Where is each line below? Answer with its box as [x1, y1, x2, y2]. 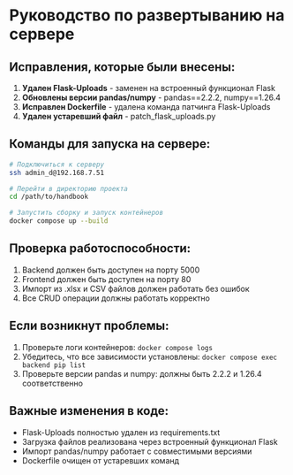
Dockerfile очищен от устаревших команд [21, 455, 179, 465]
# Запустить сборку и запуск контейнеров [9, 209, 164, 218]
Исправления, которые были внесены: [9, 59, 236, 74]
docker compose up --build [9, 217, 109, 226]
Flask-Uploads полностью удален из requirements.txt [21, 426, 221, 438]
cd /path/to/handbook [9, 192, 89, 202]
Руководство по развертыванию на [9, 5, 285, 26]
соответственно [21, 378, 84, 388]
